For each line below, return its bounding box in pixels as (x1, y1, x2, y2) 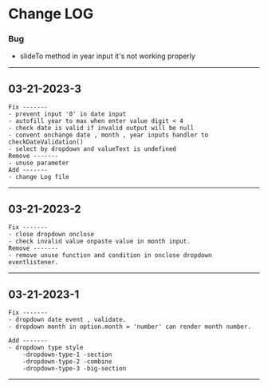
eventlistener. (8, 259, 59, 267)
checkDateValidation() (8, 138, 84, 146)
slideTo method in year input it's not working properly (19, 51, 195, 61)
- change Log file (8, 173, 69, 181)
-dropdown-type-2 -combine (22, 357, 112, 366)
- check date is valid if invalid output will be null (8, 125, 195, 133)
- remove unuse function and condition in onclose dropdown (8, 251, 213, 259)
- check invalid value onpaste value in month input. (8, 237, 191, 246)
